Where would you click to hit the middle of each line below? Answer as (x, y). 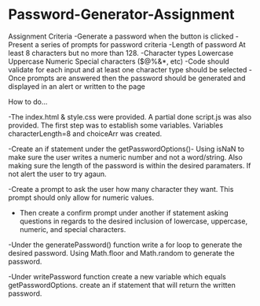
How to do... (28, 101)
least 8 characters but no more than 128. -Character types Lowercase (121, 53)
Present (21, 44)
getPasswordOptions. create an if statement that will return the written (122, 285)
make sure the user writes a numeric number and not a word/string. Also (126, 157)
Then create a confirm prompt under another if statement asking (124, 212)
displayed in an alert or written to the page (77, 86)
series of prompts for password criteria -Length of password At (143, 44)
